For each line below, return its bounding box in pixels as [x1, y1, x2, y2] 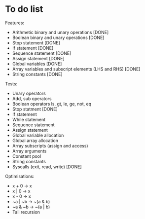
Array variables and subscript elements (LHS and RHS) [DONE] [12, 66, 141, 72]
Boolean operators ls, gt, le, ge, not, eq [12, 101, 92, 107]
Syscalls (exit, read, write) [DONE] [12, 164, 82, 170]
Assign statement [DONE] [12, 55, 65, 61]
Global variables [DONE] [12, 61, 62, 67]
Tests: [5, 80, 18, 87]
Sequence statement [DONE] [12, 50, 72, 56]
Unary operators [12, 90, 46, 96]
